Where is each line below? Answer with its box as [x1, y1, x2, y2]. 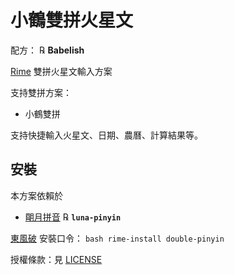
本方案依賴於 [10, 189, 63, 201]
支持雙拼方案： [10, 86, 72, 98]
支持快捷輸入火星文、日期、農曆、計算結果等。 [10, 129, 203, 141]
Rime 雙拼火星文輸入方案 [10, 65, 113, 77]
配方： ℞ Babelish [10, 44, 85, 56]
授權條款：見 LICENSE [10, 253, 103, 265]
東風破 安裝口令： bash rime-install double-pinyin [10, 232, 225, 244]
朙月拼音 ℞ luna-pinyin [24, 211, 122, 223]
